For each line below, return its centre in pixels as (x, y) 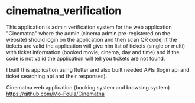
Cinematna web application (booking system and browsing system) (88, 87)
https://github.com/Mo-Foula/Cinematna (55, 94)
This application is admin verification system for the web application (89, 27)
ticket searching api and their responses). (57, 76)
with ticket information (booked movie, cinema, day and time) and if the (93, 52)
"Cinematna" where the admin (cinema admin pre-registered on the (88, 33)
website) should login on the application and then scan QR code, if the (92, 39)
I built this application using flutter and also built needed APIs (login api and (98, 69)
